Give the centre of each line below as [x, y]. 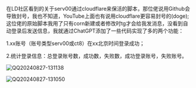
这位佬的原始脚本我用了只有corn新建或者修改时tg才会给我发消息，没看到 [95, 23]
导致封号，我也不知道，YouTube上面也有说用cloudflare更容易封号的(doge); [98, 16]
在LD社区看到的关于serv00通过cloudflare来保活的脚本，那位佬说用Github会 [98, 9]
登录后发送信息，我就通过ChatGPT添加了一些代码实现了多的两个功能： [97, 31]
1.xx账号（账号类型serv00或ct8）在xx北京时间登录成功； [75, 43]
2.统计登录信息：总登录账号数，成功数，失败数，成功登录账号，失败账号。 [97, 56]
